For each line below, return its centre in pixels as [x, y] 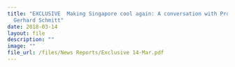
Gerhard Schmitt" [39, 20]
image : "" [22, 46]
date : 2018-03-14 [33, 27]
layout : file [26, 33]
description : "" [31, 40]
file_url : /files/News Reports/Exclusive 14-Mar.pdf [86, 53]
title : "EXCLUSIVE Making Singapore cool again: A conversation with [112, 14]
